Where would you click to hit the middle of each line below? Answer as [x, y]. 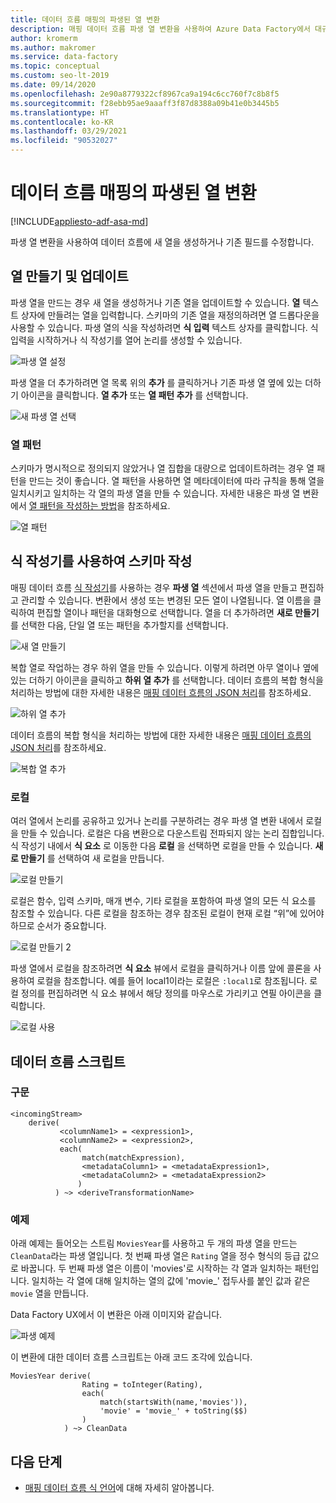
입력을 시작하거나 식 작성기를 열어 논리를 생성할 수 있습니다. [126, 340]
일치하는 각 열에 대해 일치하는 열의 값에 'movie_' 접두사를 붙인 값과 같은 [171, 1281]
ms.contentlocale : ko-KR [62, 122]
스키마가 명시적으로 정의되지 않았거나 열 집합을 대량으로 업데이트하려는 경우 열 [162, 468]
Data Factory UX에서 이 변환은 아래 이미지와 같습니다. [116, 1315]
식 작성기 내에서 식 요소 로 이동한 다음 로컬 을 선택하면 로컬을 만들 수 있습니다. [161, 846]
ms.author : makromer [53, 47]
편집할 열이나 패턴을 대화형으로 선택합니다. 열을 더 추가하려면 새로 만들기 [178, 612]
